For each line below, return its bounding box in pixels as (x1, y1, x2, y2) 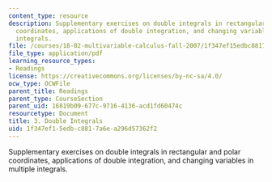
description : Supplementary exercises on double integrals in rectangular (8, 19, 266, 28)
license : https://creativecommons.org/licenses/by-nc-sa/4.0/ (8, 72, 223, 80)
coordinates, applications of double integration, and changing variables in (8, 155, 254, 165)
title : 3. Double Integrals (8, 117, 104, 125)
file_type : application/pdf (8, 49, 104, 57)
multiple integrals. (8, 163, 68, 174)
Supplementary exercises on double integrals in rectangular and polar (8, 146, 241, 156)
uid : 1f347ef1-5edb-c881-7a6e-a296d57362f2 (8, 125, 158, 133)
